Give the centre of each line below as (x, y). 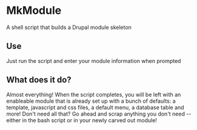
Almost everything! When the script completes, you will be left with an (94, 94)
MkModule (34, 11)
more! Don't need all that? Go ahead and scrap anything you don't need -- (99, 114)
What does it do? (39, 80)
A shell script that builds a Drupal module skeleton (69, 27)
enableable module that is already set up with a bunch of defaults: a (91, 101)
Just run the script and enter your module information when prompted (94, 60)
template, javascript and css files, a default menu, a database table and (95, 107)
